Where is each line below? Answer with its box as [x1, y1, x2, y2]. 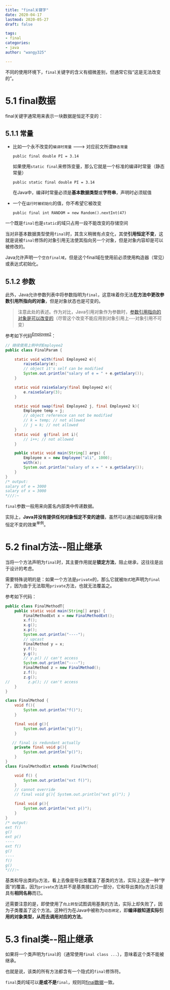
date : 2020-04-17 [5, 12, 42, 17]
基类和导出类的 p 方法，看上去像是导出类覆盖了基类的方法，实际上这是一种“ [5, 877, 161, 884]
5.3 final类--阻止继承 [5, 933, 93, 945]
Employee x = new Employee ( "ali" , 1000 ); [23, 456, 113, 461]
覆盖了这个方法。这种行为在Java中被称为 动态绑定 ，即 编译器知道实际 [18, 907, 159, 914]
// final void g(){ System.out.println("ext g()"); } [14, 792, 130, 797]
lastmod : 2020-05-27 [5, 17, 49, 22]
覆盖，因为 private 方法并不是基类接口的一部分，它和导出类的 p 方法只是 [16, 884, 163, 890]
